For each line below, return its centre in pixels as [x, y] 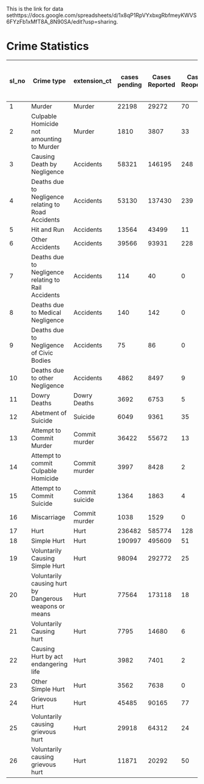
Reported [161, 85]
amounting [46, 139]
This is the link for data [35, 9]
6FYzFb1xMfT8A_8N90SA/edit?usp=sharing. [62, 22]
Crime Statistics [48, 47]
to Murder [45, 147]
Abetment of [49, 413]
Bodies [41, 360]
